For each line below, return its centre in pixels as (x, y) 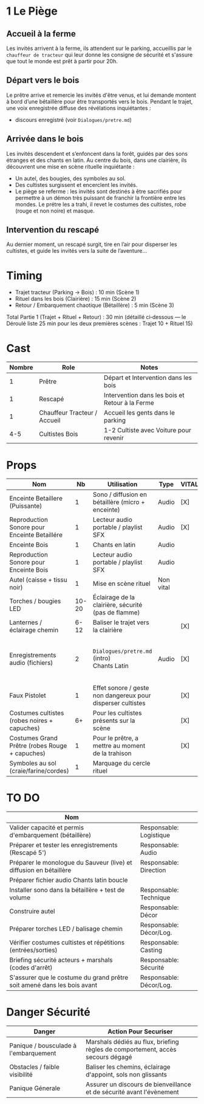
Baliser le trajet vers (121, 622)
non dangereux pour (122, 695)
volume (20, 898)
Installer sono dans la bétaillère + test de (67, 890)
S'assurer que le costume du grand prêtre (69, 977)
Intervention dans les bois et (144, 395)
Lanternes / (26, 622)
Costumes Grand (33, 738)
